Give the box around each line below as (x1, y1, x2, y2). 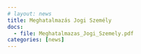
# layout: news (7, 10, 52, 18)
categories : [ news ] (7, 36, 65, 43)
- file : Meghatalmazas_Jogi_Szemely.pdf (13, 29, 134, 37)
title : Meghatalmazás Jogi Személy (7, 17, 112, 24)
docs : (7, 23, 23, 30)
